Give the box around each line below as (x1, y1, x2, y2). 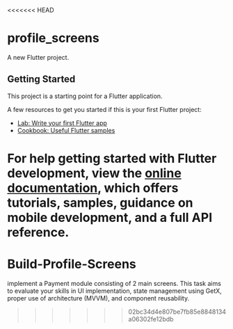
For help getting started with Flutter (7, 150, 217, 166)
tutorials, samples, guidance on (7, 195, 193, 211)
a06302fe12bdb (128, 314, 174, 323)
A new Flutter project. (7, 53, 70, 61)
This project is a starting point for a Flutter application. (7, 92, 163, 100)
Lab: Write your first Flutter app (17, 118, 108, 127)
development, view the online (7, 165, 182, 181)
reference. (7, 224, 70, 240)
